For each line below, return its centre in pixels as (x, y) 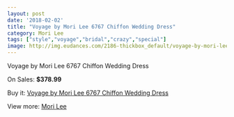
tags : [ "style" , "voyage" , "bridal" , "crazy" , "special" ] (87, 40)
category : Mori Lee (36, 33)
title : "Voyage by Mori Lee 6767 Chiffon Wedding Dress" (92, 26)
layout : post (26, 14)
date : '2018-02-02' (36, 20)
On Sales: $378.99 (34, 79)
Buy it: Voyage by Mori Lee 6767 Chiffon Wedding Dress (88, 93)
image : (17, 46)
